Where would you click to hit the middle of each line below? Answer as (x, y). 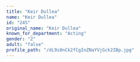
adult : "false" (25, 45)
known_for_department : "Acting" (46, 34)
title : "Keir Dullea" (33, 12)
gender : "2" (21, 39)
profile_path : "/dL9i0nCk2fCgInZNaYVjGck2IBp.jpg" (70, 50)
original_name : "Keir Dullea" (44, 28)
